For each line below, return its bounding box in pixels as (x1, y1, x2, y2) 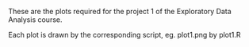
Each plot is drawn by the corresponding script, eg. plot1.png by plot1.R (8, 31, 241, 39)
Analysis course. (8, 15, 63, 24)
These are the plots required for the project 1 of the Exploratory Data (8, 7, 232, 16)
